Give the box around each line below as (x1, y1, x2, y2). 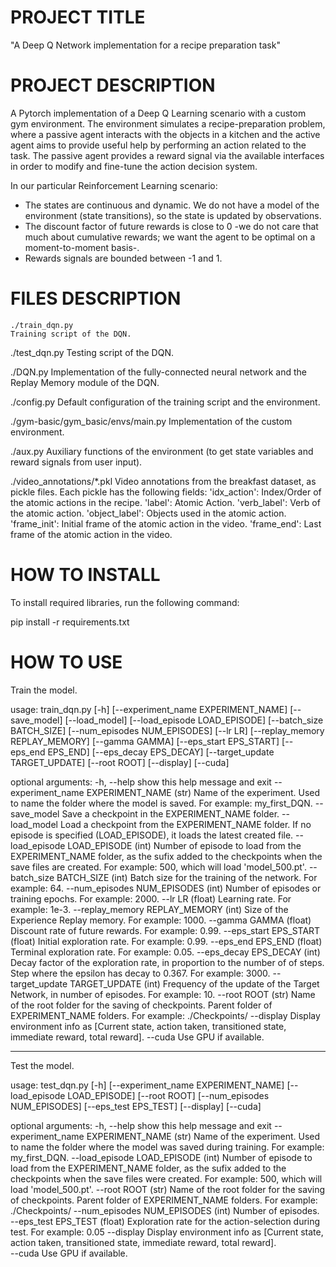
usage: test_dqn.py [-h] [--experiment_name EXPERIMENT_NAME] (10, 1079, 285, 1091)
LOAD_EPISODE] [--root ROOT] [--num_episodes (67, 1089, 270, 1101)
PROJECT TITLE (10, 6, 146, 29)
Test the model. (10, 1059, 75, 1071)
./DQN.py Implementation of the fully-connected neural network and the (10, 366, 308, 378)
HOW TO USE (10, 651, 123, 673)
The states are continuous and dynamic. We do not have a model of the (24, 199, 320, 211)
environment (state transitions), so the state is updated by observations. (24, 209, 322, 221)
